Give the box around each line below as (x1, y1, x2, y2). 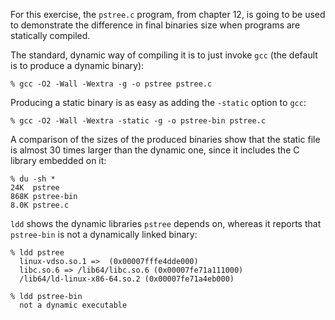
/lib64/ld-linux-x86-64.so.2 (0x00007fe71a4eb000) (19, 274, 235, 284)
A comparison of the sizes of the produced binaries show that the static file (10, 134, 321, 145)
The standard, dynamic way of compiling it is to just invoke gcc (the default (10, 49, 318, 61)
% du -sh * (10, 174, 56, 184)
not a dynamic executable (19, 300, 128, 310)
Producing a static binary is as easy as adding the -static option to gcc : (10, 97, 307, 108)
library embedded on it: (10, 155, 107, 166)
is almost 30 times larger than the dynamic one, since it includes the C (10, 144, 300, 156)
